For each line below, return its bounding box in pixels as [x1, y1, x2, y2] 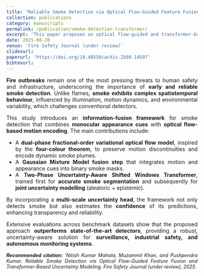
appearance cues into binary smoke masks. [15, 165, 124, 172]
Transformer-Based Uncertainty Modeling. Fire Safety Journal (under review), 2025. [6, 263, 197, 270]
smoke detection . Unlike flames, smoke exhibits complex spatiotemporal [6, 89, 198, 97]
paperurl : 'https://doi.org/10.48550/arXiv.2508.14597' [6, 54, 151, 60]
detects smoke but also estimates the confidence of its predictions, [6, 202, 198, 210]
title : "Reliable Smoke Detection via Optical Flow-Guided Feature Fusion [6, 9, 200, 15]
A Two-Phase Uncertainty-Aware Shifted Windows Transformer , [15, 171, 198, 178]
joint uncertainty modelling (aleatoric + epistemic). [15, 184, 144, 191]
